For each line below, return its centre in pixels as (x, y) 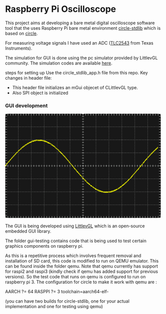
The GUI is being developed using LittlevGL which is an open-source (75, 226)
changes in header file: (28, 78)
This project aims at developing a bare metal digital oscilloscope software (80, 23)
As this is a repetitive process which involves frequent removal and (73, 256)
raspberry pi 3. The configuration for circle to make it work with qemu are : (81, 282)
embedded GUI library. (28, 231)
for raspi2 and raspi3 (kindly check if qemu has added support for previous (82, 271)
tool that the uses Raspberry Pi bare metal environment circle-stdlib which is (83, 28)
